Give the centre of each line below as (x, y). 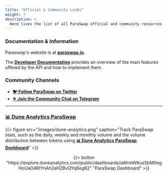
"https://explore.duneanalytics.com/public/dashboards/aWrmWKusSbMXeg (84, 163)
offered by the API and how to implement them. (54, 67)
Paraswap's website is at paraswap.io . (45, 52)
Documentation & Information (42, 42)
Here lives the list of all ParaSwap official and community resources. (87, 24)
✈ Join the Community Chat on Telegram (56, 99)
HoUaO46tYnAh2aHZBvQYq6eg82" (55, 168)
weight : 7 (15, 15)
